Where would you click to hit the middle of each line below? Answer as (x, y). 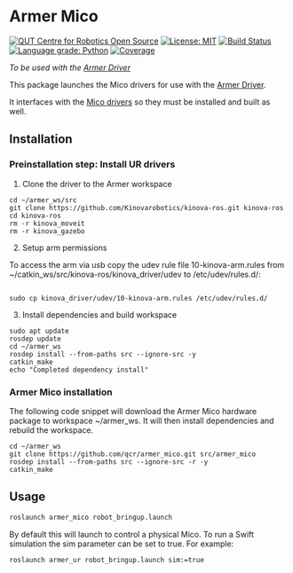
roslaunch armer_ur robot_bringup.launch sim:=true (107, 560)
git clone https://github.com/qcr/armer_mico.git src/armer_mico (132, 454)
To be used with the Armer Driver (70, 67)
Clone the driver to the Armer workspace (97, 184)
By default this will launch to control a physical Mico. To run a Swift (132, 534)
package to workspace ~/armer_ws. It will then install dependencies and (142, 420)
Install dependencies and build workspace (99, 314)
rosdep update (36, 339)
